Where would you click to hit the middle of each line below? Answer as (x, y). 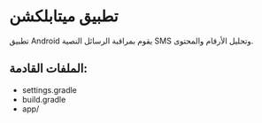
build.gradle (44, 99)
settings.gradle (50, 89)
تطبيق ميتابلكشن (64, 16)
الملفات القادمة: (49, 69)
